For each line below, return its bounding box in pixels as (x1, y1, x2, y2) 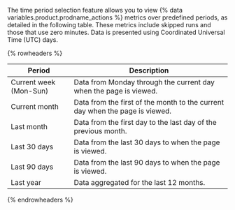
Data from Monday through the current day (73, 77, 215, 87)
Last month (10, 122, 48, 131)
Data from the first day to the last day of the (73, 118, 217, 127)
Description (129, 66, 169, 75)
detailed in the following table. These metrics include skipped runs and (7, 21, 211, 29)
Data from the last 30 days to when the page (73, 137, 220, 147)
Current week (10, 77, 56, 87)
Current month (10, 102, 59, 111)
